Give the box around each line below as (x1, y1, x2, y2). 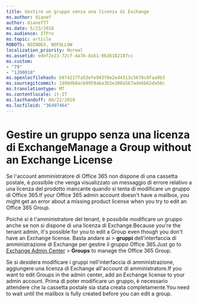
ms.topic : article (6, 36, 51, 42)
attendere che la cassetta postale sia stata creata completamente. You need (6, 284, 190, 291)
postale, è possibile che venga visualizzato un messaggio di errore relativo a (6, 179, 192, 186)
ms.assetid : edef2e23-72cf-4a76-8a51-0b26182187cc (6, 53, 134, 59)
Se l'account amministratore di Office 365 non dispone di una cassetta (6, 173, 178, 180)
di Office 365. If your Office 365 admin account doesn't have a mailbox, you (6, 192, 190, 199)
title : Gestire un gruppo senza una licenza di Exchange (6, 8, 150, 15)
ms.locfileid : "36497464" (6, 102, 70, 109)
